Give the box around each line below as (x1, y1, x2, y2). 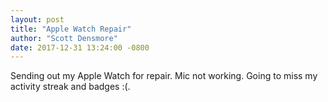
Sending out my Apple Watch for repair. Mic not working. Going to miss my (10, 70, 318, 82)
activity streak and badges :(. (10, 81, 131, 93)
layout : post (10, 14, 65, 25)
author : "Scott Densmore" (10, 33, 118, 43)
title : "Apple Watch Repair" (10, 24, 132, 34)
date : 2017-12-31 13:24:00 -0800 (10, 42, 150, 53)
